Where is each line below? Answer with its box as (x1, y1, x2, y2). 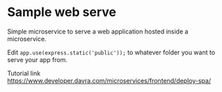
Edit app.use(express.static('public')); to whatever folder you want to (7, 48, 216, 56)
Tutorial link (7, 69, 40, 77)
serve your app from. (7, 55, 68, 63)
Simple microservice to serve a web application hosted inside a (7, 27, 189, 36)
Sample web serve (7, 4, 117, 20)
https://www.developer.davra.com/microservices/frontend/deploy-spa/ (7, 76, 211, 84)
